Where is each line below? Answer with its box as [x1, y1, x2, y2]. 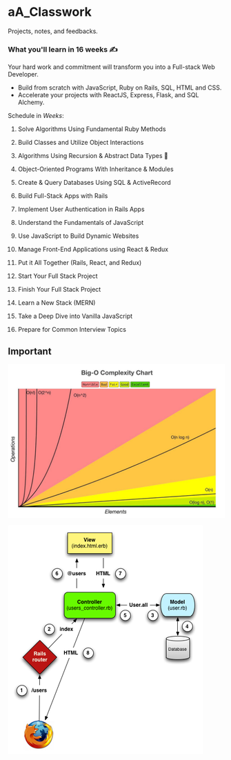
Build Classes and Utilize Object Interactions [17, 139, 144, 147]
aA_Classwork [8, 4, 92, 20]
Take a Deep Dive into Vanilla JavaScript [17, 312, 133, 321]
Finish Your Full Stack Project [17, 286, 101, 294]
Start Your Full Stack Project [17, 272, 99, 280]
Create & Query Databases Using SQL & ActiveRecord [17, 179, 171, 187]
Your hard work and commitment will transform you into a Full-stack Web [8, 63, 216, 71]
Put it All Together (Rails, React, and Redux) [17, 259, 142, 267]
